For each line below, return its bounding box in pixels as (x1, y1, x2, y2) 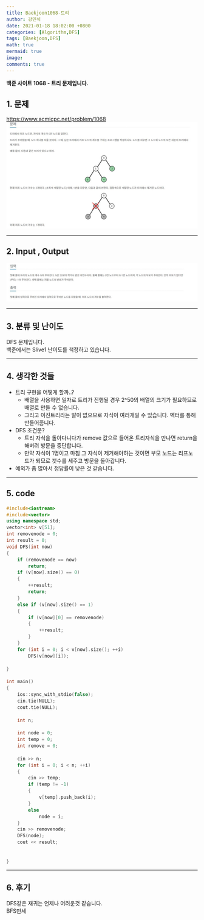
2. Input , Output (6, 247, 69, 257)
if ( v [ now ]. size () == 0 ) (17, 569, 80, 575)
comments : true (6, 61, 45, 67)
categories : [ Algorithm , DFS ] (6, 29, 80, 35)
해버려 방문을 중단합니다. (24, 441, 83, 449)
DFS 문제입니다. (6, 339, 44, 345)
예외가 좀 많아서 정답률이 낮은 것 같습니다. (15, 465, 114, 472)
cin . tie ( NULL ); (17, 698, 56, 704)
